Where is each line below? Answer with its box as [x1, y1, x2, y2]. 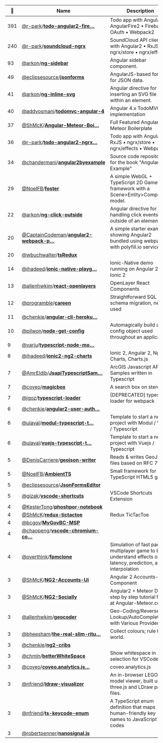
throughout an [110, 334, 143, 340]
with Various [110, 620, 139, 626]
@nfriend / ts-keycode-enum [21, 710, 89, 716]
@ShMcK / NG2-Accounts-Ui [21, 576, 89, 583]
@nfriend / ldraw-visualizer [21, 681, 84, 687]
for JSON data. [110, 77, 144, 83]
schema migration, [110, 299, 153, 306]
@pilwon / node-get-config [21, 328, 85, 334]
